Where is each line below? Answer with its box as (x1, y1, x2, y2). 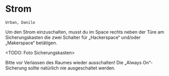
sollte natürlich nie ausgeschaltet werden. (27, 65, 116, 71)
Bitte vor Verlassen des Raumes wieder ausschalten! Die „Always (5, 59, 142, 65)
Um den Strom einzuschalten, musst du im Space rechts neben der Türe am (5, 29, 164, 35)
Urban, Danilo (5, 20, 36, 25)
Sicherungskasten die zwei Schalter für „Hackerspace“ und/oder (5, 34, 141, 40)
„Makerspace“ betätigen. (5, 39, 58, 46)
